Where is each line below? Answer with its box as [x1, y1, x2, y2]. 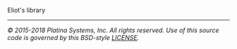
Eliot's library [7, 6, 46, 14]
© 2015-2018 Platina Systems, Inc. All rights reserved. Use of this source [7, 26, 219, 34]
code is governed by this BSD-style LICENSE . [7, 34, 140, 41]
